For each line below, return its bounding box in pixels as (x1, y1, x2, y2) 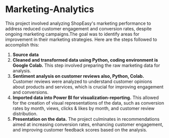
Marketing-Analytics (5, 4, 94, 15)
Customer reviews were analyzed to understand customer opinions (12, 78, 152, 84)
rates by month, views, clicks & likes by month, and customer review (12, 105, 155, 111)
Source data (12, 52, 39, 58)
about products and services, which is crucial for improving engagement (12, 83, 164, 89)
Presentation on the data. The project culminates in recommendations (12, 116, 160, 122)
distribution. (12, 110, 38, 117)
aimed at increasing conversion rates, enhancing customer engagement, (12, 121, 163, 127)
